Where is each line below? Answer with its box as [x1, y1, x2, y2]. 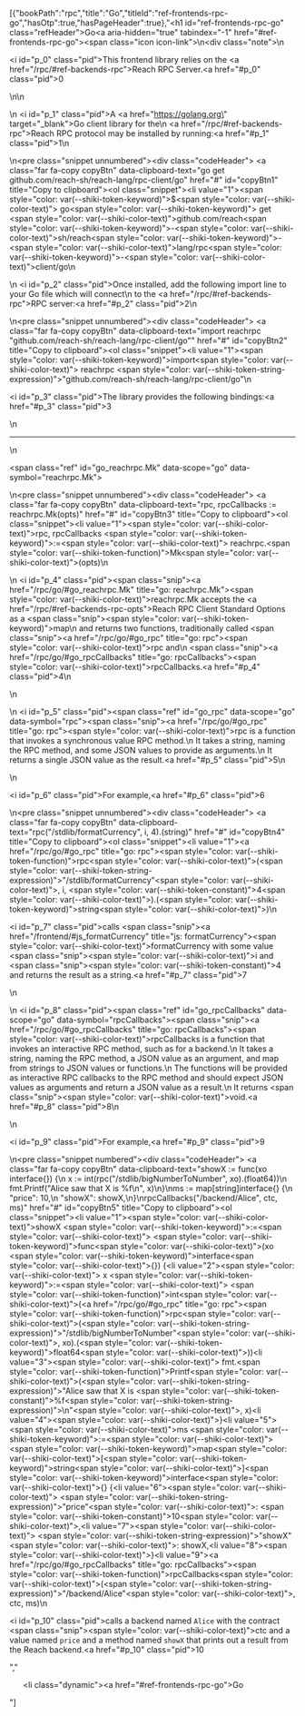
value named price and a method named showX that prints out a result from [9, 1634, 289, 1645]
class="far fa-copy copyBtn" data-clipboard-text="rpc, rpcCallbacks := [9, 499, 277, 509]
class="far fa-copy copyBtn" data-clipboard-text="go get [9, 165, 225, 175]
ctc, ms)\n [9, 1598, 48, 1608]
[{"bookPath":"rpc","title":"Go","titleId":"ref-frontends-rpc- [9, 8, 229, 18]
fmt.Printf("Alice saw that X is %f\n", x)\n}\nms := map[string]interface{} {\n [9, 1183, 293, 1193]
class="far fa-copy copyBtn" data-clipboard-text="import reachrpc [9, 326, 261, 336]
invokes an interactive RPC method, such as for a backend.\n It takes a [9, 1043, 274, 1054]
